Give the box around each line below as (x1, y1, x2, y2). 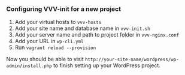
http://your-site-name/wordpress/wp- (84, 56, 180, 63)
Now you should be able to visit (6, 56, 84, 63)
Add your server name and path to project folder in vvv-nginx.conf (14, 31, 180, 38)
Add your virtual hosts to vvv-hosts (14, 19, 102, 26)
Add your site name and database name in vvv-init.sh (14, 25, 151, 32)
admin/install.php (6, 63, 52, 69)
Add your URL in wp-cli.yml (14, 38, 84, 45)
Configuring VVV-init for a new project (6, 5, 122, 13)
